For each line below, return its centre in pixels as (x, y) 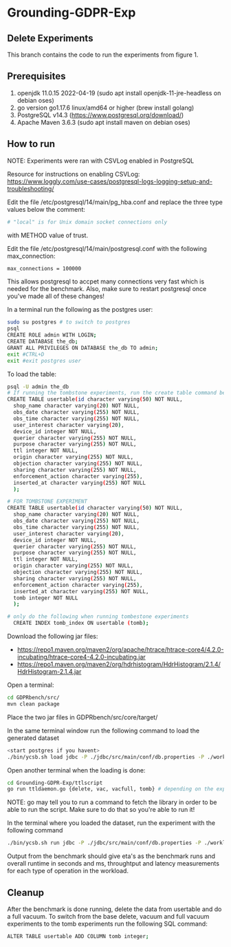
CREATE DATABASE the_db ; (43, 341)
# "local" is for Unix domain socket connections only (87, 222)
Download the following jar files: (53, 636)
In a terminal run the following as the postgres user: (80, 310)
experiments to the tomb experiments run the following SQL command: (107, 924)
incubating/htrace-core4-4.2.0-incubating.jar (81, 657)
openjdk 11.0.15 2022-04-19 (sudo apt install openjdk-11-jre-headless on (119, 93)
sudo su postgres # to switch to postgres (69, 322)
